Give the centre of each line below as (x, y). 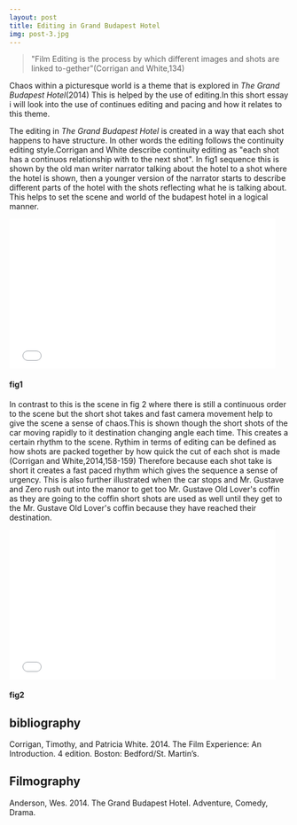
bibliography (45, 723)
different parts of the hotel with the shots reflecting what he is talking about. (148, 188)
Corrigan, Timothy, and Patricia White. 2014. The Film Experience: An (135, 744)
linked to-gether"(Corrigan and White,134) (108, 68)
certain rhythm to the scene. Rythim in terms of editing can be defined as (143, 442)
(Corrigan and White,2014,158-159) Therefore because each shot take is (141, 460)
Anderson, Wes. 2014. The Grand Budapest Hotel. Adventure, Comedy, (139, 803)
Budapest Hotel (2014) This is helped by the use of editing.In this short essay (149, 95)
